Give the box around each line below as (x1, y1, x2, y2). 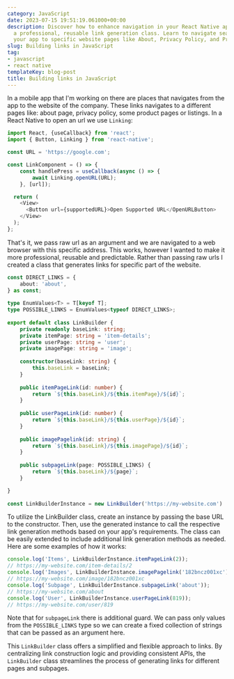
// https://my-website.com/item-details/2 (7, 562, 132, 570)
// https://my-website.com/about (7, 588, 104, 595)
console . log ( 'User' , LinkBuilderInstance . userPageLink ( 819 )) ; (7, 595, 192, 602)
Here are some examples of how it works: (7, 543, 127, 551)
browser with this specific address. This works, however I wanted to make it (7, 245, 225, 254)
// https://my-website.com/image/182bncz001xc (7, 575, 145, 582)
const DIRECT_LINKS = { (7, 274, 77, 281)
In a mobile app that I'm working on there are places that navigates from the (7, 94, 225, 102)
